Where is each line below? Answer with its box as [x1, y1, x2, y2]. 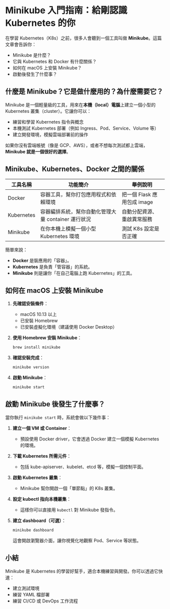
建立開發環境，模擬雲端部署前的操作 [12, 131, 89, 137]
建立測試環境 [12, 585, 39, 591]
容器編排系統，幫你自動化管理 [40, 208, 111, 215]
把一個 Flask [121, 191, 151, 198]
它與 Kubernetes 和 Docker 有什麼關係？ [12, 58, 97, 64]
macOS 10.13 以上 [20, 311, 57, 317]
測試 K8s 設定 [121, 225, 154, 232]
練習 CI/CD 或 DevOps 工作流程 [12, 598, 78, 604]
